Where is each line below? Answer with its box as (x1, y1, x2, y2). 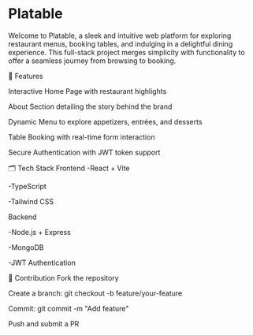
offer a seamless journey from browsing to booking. (8, 56, 177, 65)
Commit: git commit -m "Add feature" (8, 303, 129, 313)
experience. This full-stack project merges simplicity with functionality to (8, 47, 246, 57)
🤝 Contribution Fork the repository (8, 273, 120, 282)
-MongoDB (8, 242, 44, 252)
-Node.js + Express (8, 227, 71, 236)
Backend (8, 212, 37, 221)
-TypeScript (8, 181, 47, 191)
